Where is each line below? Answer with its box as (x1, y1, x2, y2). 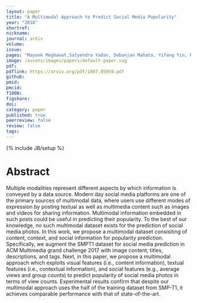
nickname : (6, 30, 30, 36)
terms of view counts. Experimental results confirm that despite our (6, 278, 169, 285)
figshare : (6, 96, 30, 101)
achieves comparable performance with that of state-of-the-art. (6, 290, 161, 297)
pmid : (6, 80, 19, 86)
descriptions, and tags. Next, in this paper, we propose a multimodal (6, 253, 171, 260)
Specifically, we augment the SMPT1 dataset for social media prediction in (6, 240, 185, 247)
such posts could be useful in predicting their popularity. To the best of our (6, 215, 187, 223)
